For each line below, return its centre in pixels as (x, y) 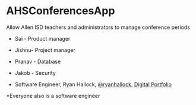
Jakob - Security (35, 73)
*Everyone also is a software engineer (53, 96)
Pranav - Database (38, 61)
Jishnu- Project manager (45, 50)
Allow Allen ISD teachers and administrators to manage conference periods (98, 27)
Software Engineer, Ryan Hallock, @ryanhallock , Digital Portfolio (93, 84)
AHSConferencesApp (61, 11)
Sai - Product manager (42, 38)
